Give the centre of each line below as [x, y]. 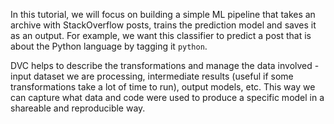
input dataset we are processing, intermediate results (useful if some [152, 76]
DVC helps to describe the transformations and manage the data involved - [165, 65]
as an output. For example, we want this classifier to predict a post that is [161, 35]
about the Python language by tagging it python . [109, 46]
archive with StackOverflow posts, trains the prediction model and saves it [163, 25]
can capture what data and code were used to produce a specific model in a [167, 97]
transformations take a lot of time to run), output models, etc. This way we [163, 87]
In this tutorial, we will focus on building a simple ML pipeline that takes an [163, 14]
